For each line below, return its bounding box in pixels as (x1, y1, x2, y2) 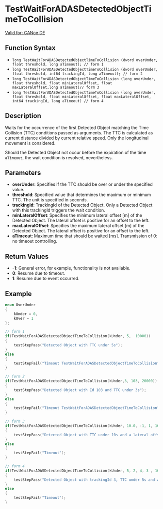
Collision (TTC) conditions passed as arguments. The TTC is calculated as (5, 130, 153, 135)
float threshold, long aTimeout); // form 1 (12, 62, 104, 66)
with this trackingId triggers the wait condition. (12, 207, 105, 213)
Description (5, 112, 41, 120)
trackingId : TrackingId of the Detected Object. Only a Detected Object (12, 202, 153, 208)
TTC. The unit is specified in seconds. (12, 197, 88, 203)
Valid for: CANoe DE (5, 30, 45, 35)
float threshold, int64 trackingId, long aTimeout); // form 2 (12, 71, 143, 76)
